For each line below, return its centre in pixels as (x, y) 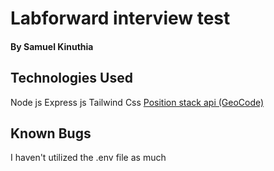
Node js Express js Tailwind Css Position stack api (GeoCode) (137, 102)
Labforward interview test (120, 18)
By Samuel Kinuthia (52, 46)
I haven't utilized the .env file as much (88, 158)
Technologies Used (71, 78)
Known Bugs (51, 133)
